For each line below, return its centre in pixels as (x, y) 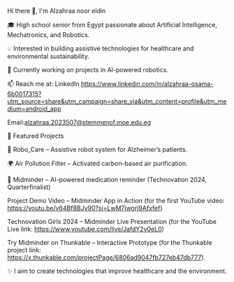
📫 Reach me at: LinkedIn (43, 84)
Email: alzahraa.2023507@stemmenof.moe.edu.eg (79, 122)
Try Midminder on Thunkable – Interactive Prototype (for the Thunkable (110, 242)
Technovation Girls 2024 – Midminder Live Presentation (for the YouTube (112, 221)
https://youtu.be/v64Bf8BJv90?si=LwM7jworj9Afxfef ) (85, 208)
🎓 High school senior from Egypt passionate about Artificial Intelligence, (112, 25)
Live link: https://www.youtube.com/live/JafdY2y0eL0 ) (86, 229)
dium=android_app (34, 109)
